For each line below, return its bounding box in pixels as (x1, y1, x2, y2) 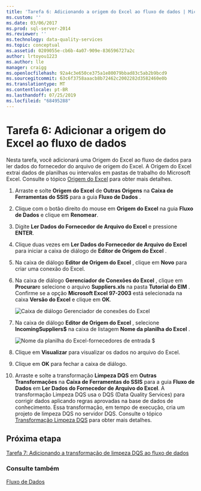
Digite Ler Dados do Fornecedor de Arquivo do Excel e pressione (14, 223, 178, 230)
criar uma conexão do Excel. (14, 265, 86, 272)
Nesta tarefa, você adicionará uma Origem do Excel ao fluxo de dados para (6, 156, 191, 163)
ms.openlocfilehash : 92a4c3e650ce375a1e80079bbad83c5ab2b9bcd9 (6, 70, 167, 76)
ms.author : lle (6, 59, 44, 65)
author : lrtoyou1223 (6, 53, 58, 59)
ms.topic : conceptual (6, 43, 60, 49)
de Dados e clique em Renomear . (14, 211, 99, 219)
